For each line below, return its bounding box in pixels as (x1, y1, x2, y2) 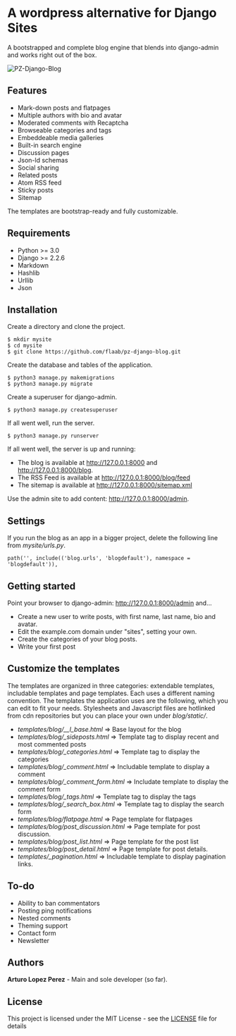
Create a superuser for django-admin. (7, 393, 118, 401)
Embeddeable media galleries (17, 133, 104, 142)
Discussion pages (17, 148, 70, 156)
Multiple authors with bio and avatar (17, 111, 123, 119)
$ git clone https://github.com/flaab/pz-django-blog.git (7, 349, 181, 356)
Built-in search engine (17, 141, 82, 149)
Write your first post (17, 642, 76, 651)
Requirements (7, 227, 70, 239)
